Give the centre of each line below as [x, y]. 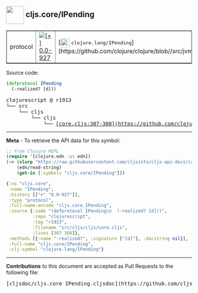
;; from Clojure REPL [33, 151]
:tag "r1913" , [49, 222]
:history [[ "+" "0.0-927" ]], [44, 195]
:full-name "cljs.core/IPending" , [51, 244]
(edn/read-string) [39, 168]
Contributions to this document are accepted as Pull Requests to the [90, 266]
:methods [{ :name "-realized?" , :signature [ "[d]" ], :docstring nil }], [98, 238]
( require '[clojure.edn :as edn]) [49, 157]
